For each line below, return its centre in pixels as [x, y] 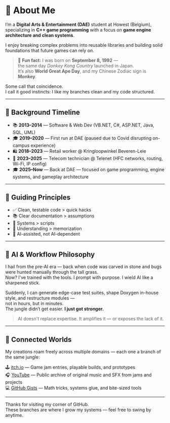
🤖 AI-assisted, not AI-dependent [46, 234]
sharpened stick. [23, 283]
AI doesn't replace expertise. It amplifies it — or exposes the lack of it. [91, 319]
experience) [43, 145]
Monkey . [27, 76]
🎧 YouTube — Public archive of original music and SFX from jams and [78, 375]
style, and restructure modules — [40, 298]
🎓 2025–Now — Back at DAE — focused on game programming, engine [89, 169]
